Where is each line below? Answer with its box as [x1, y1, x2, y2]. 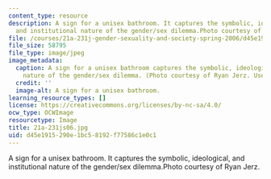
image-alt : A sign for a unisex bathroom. [15, 86, 161, 95]
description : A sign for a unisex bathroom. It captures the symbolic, [8, 19, 254, 27]
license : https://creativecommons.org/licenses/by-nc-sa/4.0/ [8, 101, 222, 109]
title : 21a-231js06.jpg [8, 124, 89, 132]
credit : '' [15, 79, 52, 87]
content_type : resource [8, 11, 89, 20]
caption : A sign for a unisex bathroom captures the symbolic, [15, 64, 232, 72]
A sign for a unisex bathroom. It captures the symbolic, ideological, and [8, 153, 245, 163]
